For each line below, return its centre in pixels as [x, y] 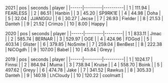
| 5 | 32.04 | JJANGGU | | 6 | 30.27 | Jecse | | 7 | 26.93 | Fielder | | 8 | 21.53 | [84, 18]
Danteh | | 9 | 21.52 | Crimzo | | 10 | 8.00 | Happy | [56, 24]
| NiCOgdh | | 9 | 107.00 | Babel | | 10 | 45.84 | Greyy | [60, 50]
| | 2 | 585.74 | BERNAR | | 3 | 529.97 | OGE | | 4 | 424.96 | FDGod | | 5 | [78, 39]
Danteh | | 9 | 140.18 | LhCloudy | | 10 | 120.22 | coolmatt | [64, 75]
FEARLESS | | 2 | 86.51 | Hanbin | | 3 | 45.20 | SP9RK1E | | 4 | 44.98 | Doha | [83, 13]
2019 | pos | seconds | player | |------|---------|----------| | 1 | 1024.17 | [79, 59]
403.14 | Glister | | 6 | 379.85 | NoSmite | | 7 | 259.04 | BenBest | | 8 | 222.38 [83, 44]
